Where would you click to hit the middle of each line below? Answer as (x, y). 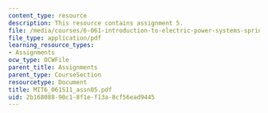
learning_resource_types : (51, 45)
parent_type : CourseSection (55, 75)
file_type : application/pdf (55, 38)
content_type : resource (48, 16)
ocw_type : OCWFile (39, 60)
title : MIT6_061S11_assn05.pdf (60, 90)
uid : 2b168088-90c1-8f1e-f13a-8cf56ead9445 (82, 97)
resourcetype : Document (48, 82)
